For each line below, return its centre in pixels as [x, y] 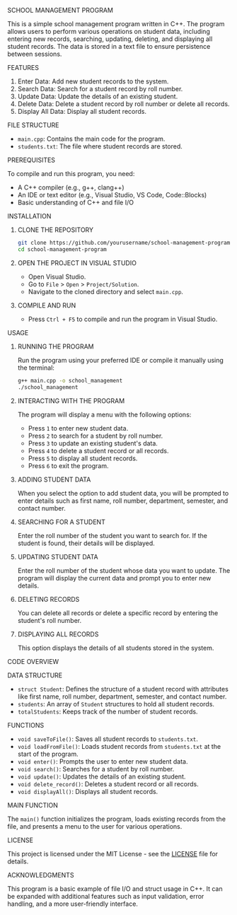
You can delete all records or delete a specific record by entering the [118, 613]
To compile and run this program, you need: [71, 174]
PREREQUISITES [31, 160]
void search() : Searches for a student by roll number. [96, 769]
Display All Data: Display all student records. [82, 111]
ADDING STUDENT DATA [54, 479]
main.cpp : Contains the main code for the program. [91, 139]
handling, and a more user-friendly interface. [73, 904]
